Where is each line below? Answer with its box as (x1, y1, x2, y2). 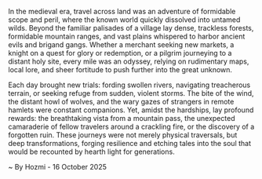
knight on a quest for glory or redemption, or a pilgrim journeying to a (8, 49, 232, 57)
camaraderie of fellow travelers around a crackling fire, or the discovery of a (8, 122, 255, 131)
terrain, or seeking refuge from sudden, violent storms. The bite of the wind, (8, 89, 254, 97)
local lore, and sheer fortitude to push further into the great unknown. (8, 65, 233, 74)
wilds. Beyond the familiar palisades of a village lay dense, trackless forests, (8, 24, 254, 32)
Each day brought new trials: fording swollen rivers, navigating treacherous (8, 80, 251, 89)
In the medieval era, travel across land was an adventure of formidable (8, 7, 236, 16)
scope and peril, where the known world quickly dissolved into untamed (8, 15, 241, 24)
